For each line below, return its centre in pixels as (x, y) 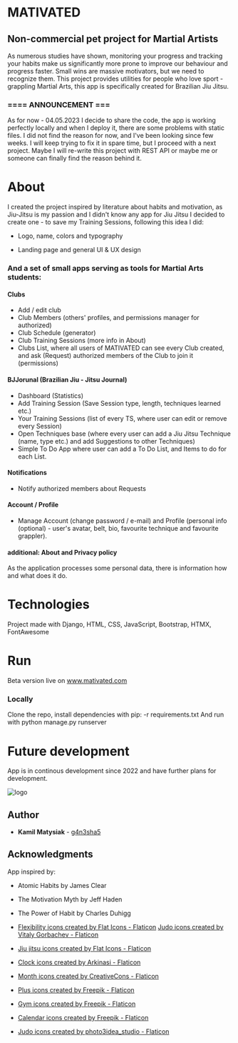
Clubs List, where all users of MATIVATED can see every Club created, (121, 348)
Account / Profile (33, 505)
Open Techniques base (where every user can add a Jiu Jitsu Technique (124, 434)
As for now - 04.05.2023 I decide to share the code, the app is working (112, 120)
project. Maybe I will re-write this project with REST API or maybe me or (113, 151)
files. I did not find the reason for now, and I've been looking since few (110, 136)
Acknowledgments (51, 854)
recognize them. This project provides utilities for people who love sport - (115, 79)
